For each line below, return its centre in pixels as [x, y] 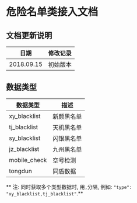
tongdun [20, 171]
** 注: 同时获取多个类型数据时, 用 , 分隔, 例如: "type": [69, 187]
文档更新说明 [29, 35]
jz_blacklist [24, 149]
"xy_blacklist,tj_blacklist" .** [45, 193]
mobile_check [28, 160]
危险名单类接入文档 [52, 12]
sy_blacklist [25, 138]
